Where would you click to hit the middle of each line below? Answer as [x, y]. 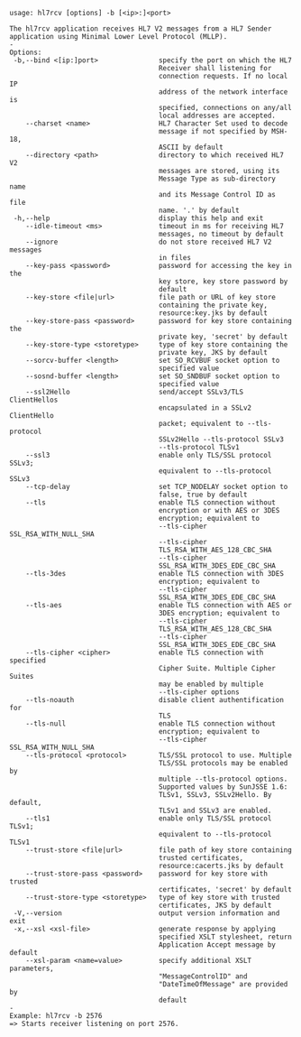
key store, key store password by [223, 282]
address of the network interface [223, 92]
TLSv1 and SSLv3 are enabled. [215, 810]
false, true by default [203, 495]
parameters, [32, 968]
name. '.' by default [199, 210]
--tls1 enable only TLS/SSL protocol [149, 819]
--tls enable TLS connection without [151, 503]
